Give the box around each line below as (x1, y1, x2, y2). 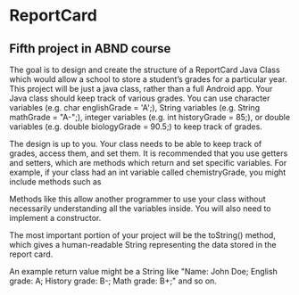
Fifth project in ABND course (9, 41, 171, 56)
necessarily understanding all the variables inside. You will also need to (9, 203, 271, 214)
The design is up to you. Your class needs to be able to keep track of (9, 139, 262, 149)
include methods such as (9, 176, 102, 187)
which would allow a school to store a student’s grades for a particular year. (9, 74, 287, 85)
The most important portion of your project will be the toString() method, (9, 230, 277, 241)
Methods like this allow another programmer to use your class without (9, 193, 266, 204)
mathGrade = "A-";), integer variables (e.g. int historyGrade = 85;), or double (9, 112, 291, 122)
